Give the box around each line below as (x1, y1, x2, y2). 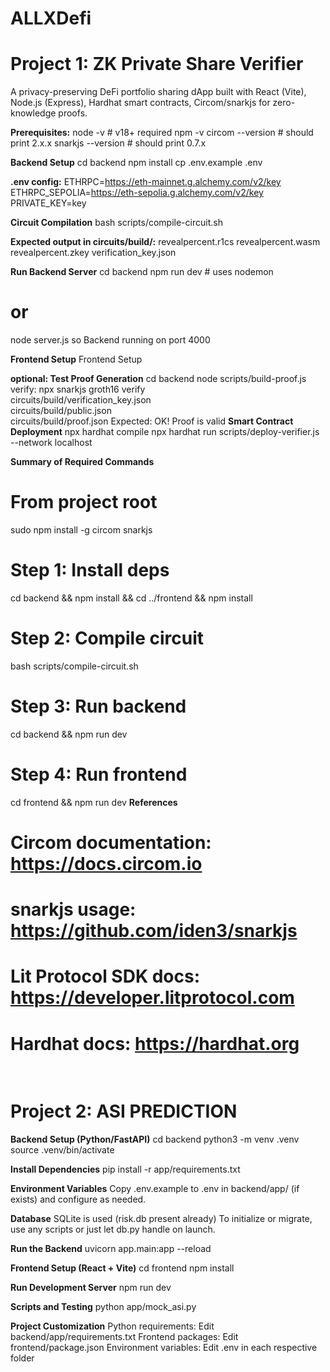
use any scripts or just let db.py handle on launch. (10, 1223, 216, 1236)
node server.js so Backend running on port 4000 (10, 334, 211, 346)
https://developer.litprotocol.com (10, 987, 295, 1009)
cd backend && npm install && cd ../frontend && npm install (10, 592, 253, 604)
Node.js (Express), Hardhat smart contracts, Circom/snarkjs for (10, 97, 271, 109)
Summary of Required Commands (10, 456, 155, 468)
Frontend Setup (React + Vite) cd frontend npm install (10, 1262, 235, 1274)
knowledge (10, 107, 57, 119)
